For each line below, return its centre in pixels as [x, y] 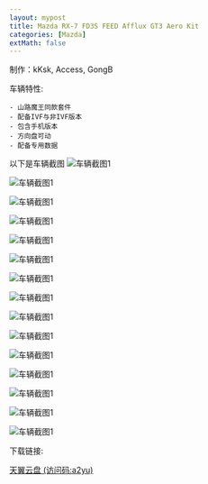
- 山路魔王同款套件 [41, 108]
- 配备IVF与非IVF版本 [46, 117]
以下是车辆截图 [37, 164]
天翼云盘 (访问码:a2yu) [51, 470]
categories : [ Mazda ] [48, 34]
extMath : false [38, 43]
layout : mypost [38, 18]
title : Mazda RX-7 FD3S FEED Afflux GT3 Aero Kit [104, 26]
